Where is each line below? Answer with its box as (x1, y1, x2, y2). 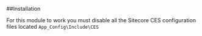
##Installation (6, 5, 41, 12)
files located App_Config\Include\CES (6, 23, 99, 30)
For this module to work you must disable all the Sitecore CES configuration (6, 17, 197, 23)
